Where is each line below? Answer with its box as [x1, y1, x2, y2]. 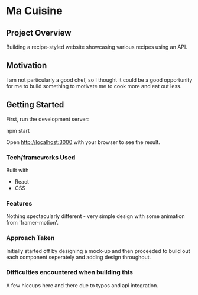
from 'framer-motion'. [6, 219, 59, 226]
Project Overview [6, 28, 72, 38]
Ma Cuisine [6, 4, 63, 18]
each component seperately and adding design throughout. [6, 254, 151, 261]
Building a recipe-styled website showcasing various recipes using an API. [6, 43, 188, 50]
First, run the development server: [6, 116, 89, 123]
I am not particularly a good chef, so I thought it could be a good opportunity [6, 76, 193, 84]
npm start [6, 127, 30, 134]
